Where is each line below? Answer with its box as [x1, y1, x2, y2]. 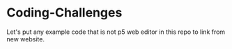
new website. [6, 35, 45, 43]
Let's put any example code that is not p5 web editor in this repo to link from [6, 28, 226, 36]
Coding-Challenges [6, 5, 123, 21]
